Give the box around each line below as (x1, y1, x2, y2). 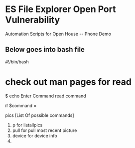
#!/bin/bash (5, 59, 29, 65)
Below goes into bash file (5, 45, 85, 54)
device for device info (12, 132, 57, 138)
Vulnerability (5, 14, 60, 26)
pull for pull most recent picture (12, 127, 77, 133)
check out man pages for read (5, 76, 132, 87)
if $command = (5, 102, 37, 108)
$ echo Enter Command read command (5, 93, 86, 99)
